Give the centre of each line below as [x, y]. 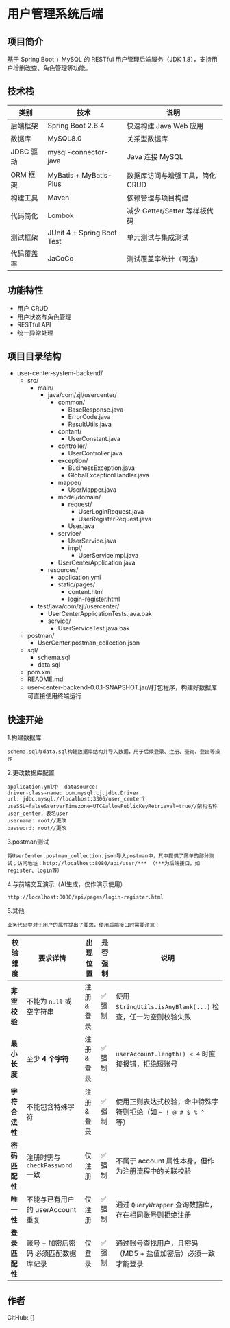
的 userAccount [51, 1210]
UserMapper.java [92, 490]
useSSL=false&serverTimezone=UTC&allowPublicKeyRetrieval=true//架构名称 [112, 807]
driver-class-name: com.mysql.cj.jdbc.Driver [73, 793]
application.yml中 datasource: [53, 787]
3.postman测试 [28, 842]
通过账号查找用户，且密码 [157, 1244]
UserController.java [95, 453]
